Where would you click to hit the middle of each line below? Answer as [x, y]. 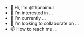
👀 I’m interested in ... [32, 13]
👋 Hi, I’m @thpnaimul [32, 8]
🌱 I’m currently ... [28, 18]
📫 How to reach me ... [34, 29]
